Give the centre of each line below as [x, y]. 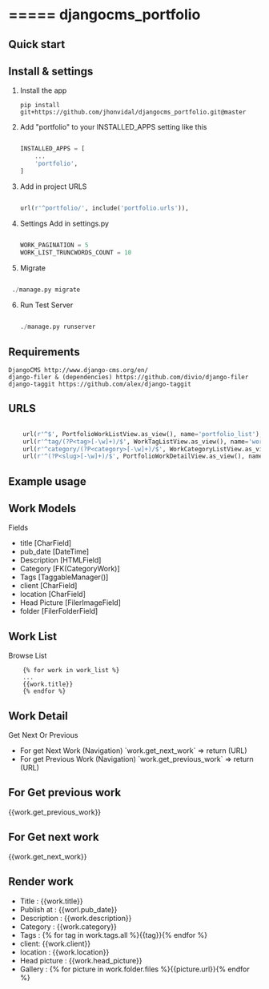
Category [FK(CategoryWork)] [70, 569]
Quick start [37, 44]
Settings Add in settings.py [64, 223]
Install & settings [51, 71]
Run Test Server [46, 305]
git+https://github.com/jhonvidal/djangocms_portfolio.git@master [133, 112]
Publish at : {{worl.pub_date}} [68, 909]
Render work [41, 882]
